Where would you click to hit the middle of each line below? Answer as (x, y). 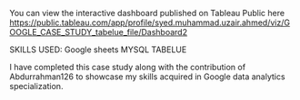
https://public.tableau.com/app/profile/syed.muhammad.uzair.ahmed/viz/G (150, 23)
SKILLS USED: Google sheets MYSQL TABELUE (98, 50)
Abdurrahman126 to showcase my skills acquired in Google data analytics (147, 77)
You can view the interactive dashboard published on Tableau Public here (147, 13)
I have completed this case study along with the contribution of (128, 67)
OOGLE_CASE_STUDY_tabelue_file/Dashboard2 (99, 32)
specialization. (36, 86)
